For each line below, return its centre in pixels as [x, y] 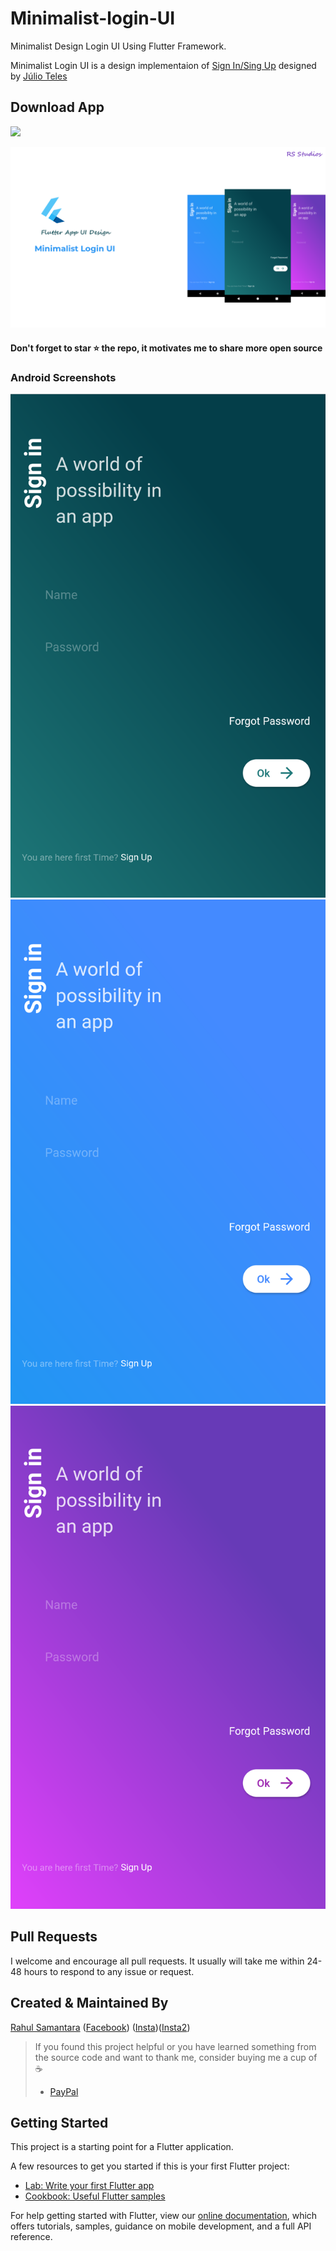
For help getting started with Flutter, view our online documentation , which [164, 2216]
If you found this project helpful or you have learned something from [175, 2046]
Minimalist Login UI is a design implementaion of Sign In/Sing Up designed [163, 65]
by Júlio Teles [39, 76]
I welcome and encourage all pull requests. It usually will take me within [157, 1961]
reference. [31, 2237]
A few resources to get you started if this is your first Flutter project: [150, 2166]
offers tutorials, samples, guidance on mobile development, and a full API [161, 2226]
